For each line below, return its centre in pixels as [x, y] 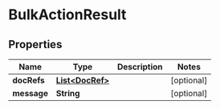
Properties [35, 44]
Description [140, 67]
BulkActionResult [67, 15]
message [30, 93]
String [68, 93]
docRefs [29, 80]
